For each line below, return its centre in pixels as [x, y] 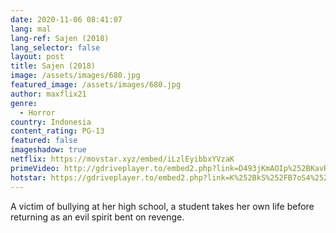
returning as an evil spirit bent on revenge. [97, 217]
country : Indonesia [51, 122]
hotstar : [28, 177]
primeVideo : [35, 168]
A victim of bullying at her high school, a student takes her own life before [162, 206]
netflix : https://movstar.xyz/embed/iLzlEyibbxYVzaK [122, 159]
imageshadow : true [48, 150]
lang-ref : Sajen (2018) [60, 38]
